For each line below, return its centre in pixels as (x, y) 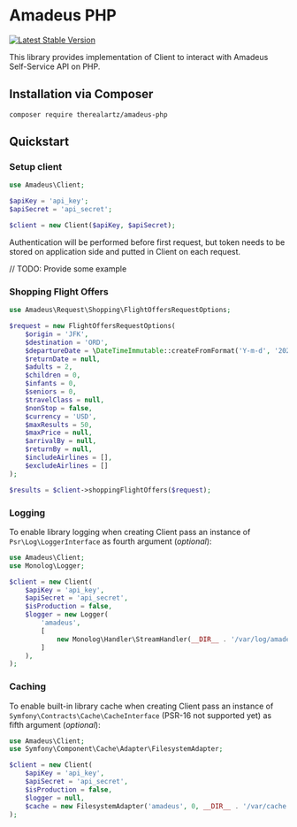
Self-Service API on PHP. (55, 66)
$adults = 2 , (49, 367)
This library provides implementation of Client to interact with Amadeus (139, 57)
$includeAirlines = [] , (69, 458)
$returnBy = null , (59, 449)
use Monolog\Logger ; (47, 566)
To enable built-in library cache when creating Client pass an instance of (141, 706)
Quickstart (39, 142)
